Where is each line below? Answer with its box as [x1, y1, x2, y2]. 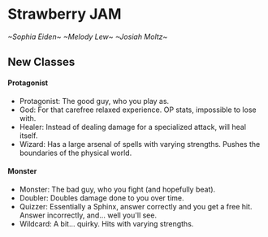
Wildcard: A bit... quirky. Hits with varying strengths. [19, 218, 194, 228]
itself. [19, 131, 38, 140]
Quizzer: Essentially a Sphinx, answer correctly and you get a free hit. [19, 201, 253, 211]
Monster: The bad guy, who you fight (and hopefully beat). [19, 184, 216, 194]
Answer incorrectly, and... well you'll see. [19, 210, 158, 220]
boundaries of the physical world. [19, 148, 132, 157]
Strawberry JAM [7, 5, 122, 24]
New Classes [7, 55, 76, 69]
